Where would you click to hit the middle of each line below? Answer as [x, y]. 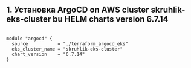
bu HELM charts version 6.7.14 [110, 20]
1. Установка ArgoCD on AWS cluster [78, 10]
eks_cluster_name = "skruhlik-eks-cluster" [67, 49]
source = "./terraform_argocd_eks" [70, 44]
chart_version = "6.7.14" [48, 54]
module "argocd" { [29, 39]
